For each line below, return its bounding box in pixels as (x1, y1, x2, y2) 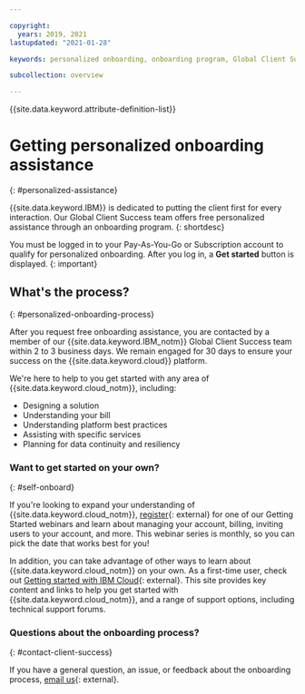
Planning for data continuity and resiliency (22, 438, 181, 449)
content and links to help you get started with (9, 584, 179, 595)
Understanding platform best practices (22, 419, 168, 430)
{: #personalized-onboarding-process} (9, 308, 155, 319)
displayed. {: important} (9, 259, 98, 269)
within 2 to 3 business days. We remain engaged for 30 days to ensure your (9, 346, 293, 357)
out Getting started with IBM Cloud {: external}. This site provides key (9, 575, 267, 586)
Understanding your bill (22, 409, 111, 420)
